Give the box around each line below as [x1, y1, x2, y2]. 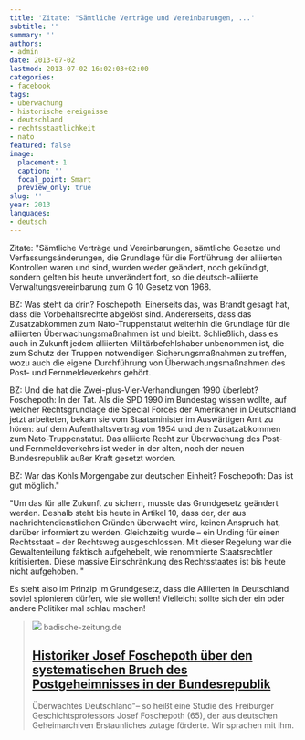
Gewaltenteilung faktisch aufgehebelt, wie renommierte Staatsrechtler [9, 545, 273, 557]
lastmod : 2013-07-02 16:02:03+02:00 [9, 65, 149, 74]
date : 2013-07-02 [9, 56, 76, 65]
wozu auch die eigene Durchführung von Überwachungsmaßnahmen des [9, 357, 286, 368]
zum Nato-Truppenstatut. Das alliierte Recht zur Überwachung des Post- [9, 433, 283, 444]
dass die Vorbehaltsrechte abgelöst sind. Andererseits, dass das [9, 308, 252, 320]
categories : [9, 73, 55, 82]
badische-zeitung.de [43, 621, 122, 632]
